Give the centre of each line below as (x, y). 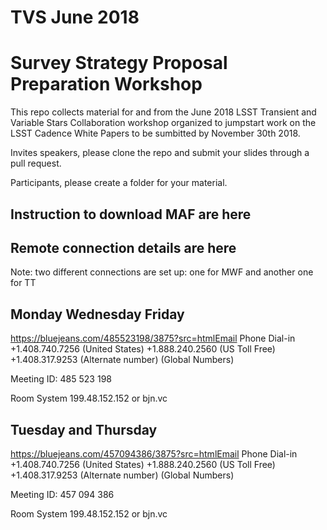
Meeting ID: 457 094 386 (62, 494)
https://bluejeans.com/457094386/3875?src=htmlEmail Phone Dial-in (154, 453)
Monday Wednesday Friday (97, 314)
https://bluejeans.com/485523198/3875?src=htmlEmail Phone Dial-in (153, 338)
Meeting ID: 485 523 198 (61, 379)
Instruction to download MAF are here (131, 214)
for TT (23, 283)
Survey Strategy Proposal (119, 63)
